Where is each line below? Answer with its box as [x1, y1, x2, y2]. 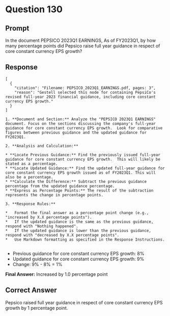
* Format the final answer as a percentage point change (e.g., [5, 210, 149, 215]
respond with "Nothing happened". [5, 223, 79, 229]
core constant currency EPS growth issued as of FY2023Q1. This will [5, 170, 156, 175]
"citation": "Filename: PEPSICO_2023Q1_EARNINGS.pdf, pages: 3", [14, 85, 156, 90]
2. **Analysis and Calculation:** [5, 143, 79, 148]
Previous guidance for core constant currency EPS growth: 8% [12, 250, 145, 256]
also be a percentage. [5, 174, 53, 179]
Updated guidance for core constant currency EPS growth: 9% [12, 256, 145, 262]
